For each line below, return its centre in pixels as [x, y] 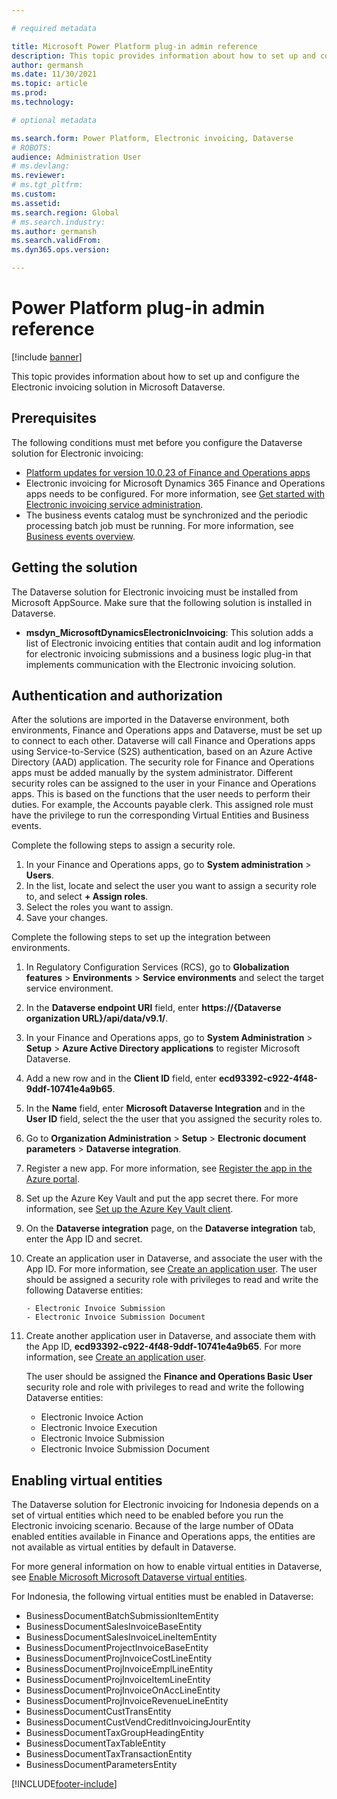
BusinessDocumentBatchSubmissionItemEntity [122, 1616]
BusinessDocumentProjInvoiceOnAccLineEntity [123, 1690]
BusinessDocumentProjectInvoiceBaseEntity [117, 1648]
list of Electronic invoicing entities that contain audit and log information [173, 643]
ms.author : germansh [54, 231]
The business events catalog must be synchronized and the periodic [167, 515]
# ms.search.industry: [58, 222]
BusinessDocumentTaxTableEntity [95, 1743]
